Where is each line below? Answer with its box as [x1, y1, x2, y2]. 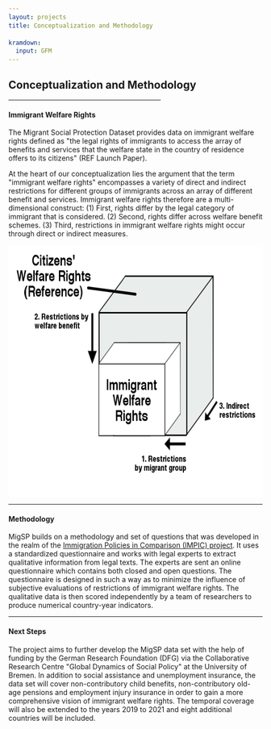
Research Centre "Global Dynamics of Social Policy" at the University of [8, 661, 248, 671]
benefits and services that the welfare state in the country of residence [8, 145, 244, 155]
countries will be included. [8, 713, 96, 723]
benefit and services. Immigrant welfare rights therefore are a [8, 194, 213, 205]
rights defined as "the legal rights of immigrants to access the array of [8, 136, 242, 146]
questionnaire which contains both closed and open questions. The [8, 566, 232, 576]
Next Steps [8, 626, 47, 636]
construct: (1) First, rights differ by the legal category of [50, 203, 235, 213]
